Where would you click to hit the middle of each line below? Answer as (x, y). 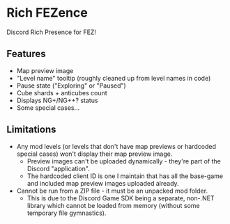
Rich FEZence (47, 13)
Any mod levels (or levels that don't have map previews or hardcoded (116, 146)
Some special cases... (48, 107)
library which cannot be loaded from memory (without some (113, 205)
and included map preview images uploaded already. (103, 183)
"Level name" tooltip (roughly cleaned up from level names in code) (114, 78)
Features (26, 54)
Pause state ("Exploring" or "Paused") (71, 86)
